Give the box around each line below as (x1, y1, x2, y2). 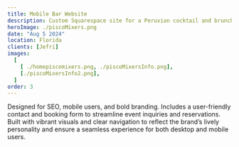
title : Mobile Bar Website (7, 10, 87, 18)
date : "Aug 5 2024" (7, 30, 65, 38)
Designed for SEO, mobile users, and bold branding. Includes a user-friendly (7, 102, 231, 111)
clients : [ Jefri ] (7, 43, 59, 50)
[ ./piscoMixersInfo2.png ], (20, 70, 100, 77)
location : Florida (7, 37, 62, 44)
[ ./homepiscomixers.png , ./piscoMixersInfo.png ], (20, 63, 174, 70)
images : (7, 50, 31, 58)
